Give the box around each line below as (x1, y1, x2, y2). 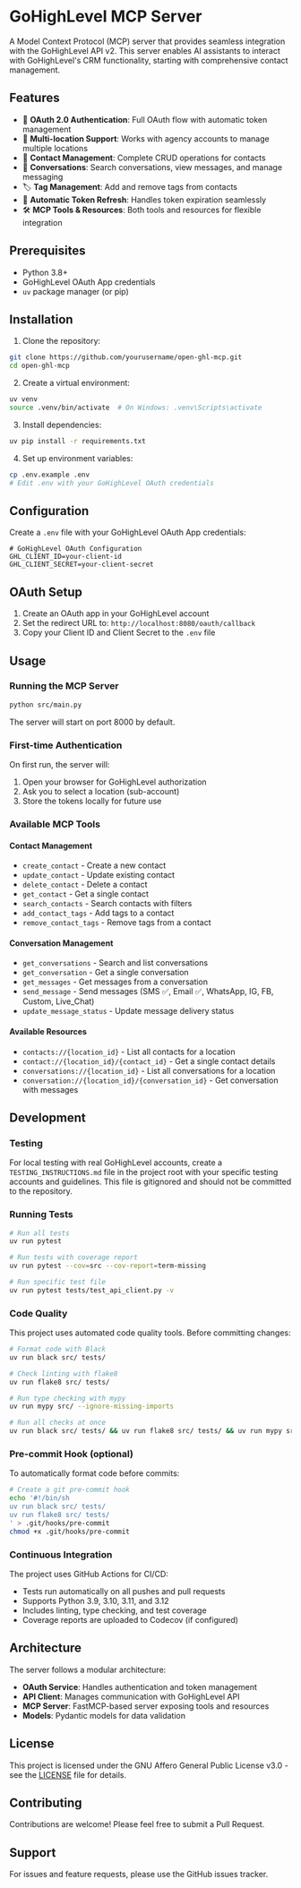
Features (9, 90, 60, 106)
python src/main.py (9, 700, 82, 709)
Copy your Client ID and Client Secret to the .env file (21, 627, 216, 638)
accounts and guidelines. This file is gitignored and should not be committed (9, 1176, 292, 1188)
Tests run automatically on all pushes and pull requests (21, 1585, 226, 1596)
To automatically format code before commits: (9, 1468, 180, 1479)
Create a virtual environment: (21, 378, 130, 389)
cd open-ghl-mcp (9, 361, 70, 371)
